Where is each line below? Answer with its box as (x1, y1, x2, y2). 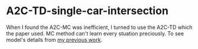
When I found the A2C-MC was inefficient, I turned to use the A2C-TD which (6, 24, 193, 31)
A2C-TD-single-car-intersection (6, 4, 168, 18)
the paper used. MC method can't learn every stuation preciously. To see (6, 30, 184, 37)
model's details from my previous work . (6, 36, 102, 43)
